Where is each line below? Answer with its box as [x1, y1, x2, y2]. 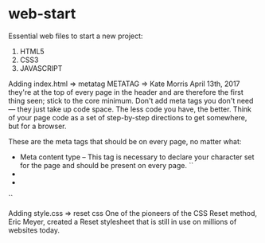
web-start [8, 5, 76, 23]
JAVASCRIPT [19, 63, 63, 73]
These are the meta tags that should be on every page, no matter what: [8, 136, 242, 146]
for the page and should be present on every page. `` [19, 160, 193, 170]
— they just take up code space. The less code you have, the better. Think [8, 104, 252, 114]
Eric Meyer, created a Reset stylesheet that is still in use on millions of [8, 217, 237, 226]
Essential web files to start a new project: [8, 31, 143, 41]
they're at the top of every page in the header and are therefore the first [8, 87, 244, 96]
